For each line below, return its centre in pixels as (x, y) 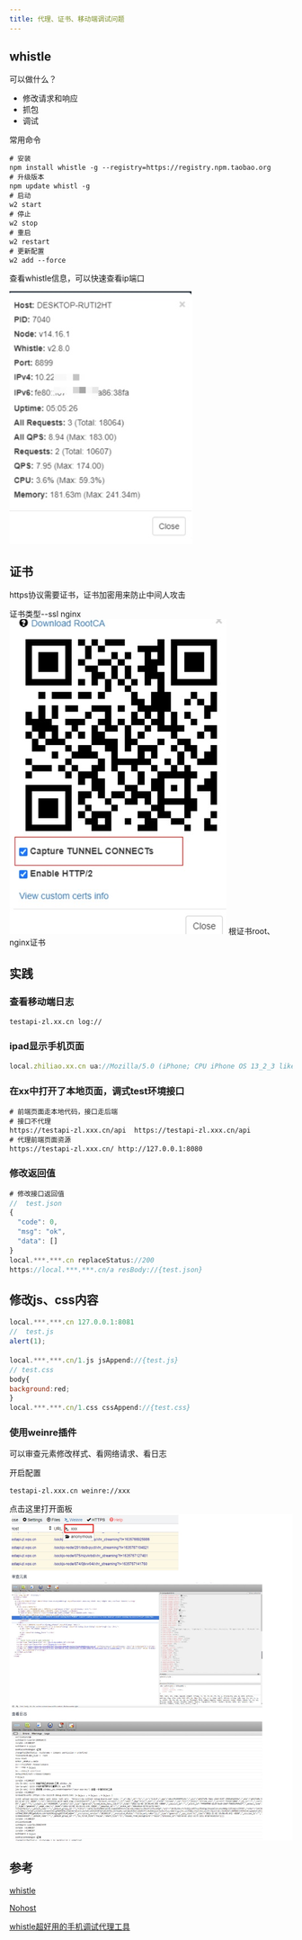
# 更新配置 (27, 252)
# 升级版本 (27, 177)
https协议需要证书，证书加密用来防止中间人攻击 (98, 595)
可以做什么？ (33, 79)
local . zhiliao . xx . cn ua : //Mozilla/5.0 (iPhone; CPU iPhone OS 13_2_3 (142, 1066)
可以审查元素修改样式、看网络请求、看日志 (88, 1454)
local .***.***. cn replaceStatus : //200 (82, 1260)
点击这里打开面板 (41, 1509)
